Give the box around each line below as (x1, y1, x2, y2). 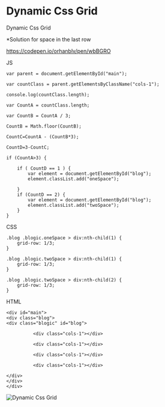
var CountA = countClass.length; (6, 102, 90, 108)
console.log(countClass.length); (6, 91, 90, 97)
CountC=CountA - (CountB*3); (6, 133, 79, 139)
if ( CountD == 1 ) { (17, 165, 71, 171)
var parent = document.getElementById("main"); (6, 70, 128, 76)
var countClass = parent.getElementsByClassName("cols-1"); (6, 81, 160, 87)
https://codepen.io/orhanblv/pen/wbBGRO (6, 47, 111, 55)
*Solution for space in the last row (6, 35, 91, 43)
